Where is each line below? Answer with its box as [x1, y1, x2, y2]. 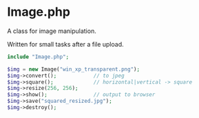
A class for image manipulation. [7, 27, 96, 35]
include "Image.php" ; [7, 53, 70, 60]
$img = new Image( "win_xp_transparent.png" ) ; [7, 66, 140, 73]
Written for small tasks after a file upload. [7, 40, 124, 48]
